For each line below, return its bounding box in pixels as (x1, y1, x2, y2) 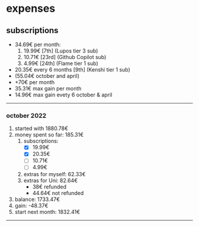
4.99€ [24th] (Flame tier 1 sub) (23, 60, 99, 67)
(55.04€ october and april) (14, 73, 80, 79)
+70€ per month (14, 79, 55, 86)
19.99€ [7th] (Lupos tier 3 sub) (23, 47, 98, 54)
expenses (6, 2, 56, 15)
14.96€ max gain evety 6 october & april (14, 91, 113, 98)
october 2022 (6, 111, 47, 119)
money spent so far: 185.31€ (14, 131, 84, 138)
